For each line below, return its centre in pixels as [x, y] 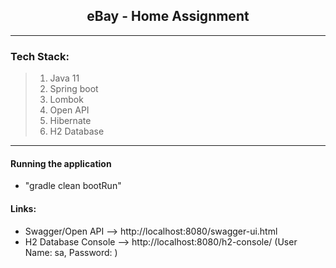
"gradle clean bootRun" [73, 186]
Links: [23, 208]
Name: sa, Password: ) [71, 252]
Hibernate [70, 121]
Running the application [61, 163]
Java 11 [64, 78]
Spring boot [74, 89]
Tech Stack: [40, 56]
